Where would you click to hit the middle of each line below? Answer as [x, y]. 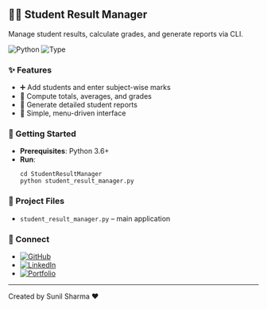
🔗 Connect [29, 239]
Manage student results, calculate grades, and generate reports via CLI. [126, 33]
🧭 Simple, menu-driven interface [73, 113]
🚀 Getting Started [43, 134]
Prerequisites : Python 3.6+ [64, 151]
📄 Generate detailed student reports [78, 105]
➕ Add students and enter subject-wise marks [95, 88]
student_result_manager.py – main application [95, 218]
